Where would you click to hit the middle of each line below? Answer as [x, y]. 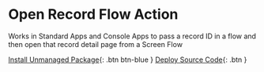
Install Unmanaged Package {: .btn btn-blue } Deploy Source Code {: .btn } [128, 59]
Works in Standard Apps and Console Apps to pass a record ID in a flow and [132, 36]
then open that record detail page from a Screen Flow [96, 44]
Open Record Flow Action [93, 14]
